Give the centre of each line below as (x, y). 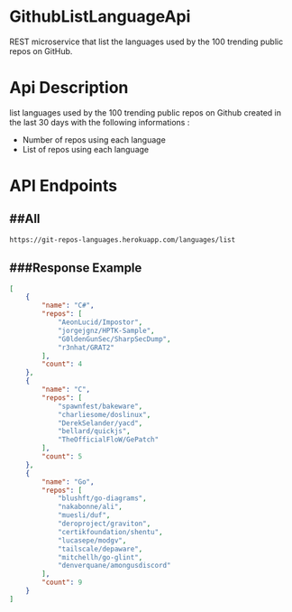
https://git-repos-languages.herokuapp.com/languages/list (123, 240)
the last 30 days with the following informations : (100, 122)
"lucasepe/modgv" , (92, 540)
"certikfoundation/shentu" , (110, 532)
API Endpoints (64, 186)
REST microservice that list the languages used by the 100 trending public (146, 42)
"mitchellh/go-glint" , (100, 557)
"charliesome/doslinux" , (104, 414)
